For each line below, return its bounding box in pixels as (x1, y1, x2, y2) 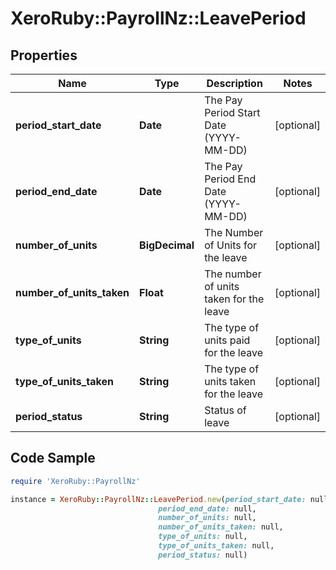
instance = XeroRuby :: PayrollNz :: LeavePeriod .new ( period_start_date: (10, 494, 307, 504)
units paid (204, 333, 251, 347)
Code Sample (10, 450, 96, 467)
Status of (204, 403, 247, 417)
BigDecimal (139, 238, 195, 252)
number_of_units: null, (158, 513, 257, 523)
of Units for (204, 238, 258, 252)
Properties (10, 47, 78, 64)
